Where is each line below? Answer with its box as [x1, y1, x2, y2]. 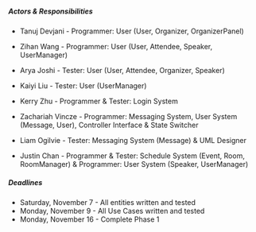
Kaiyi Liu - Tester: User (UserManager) [19, 80, 147, 91]
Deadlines [8, 177, 43, 187]
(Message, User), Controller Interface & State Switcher [19, 120, 199, 130]
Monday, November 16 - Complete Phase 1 [19, 215, 160, 224]
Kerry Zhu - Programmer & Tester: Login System [19, 96, 179, 106]
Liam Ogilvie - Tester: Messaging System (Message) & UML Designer [19, 135, 247, 145]
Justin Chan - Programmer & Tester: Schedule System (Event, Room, [19, 151, 245, 160]
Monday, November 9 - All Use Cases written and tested [19, 206, 205, 215]
